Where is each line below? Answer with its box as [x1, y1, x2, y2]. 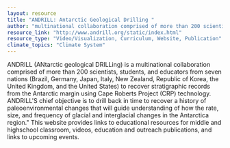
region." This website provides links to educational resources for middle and [7, 119, 222, 126]
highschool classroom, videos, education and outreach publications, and [7, 125, 212, 134]
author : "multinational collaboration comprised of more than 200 [7, 23, 201, 29]
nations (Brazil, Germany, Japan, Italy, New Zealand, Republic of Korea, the [7, 75, 219, 83]
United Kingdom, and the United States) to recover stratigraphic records [7, 83, 211, 90]
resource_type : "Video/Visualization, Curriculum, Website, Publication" [7, 35, 222, 42]
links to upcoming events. [7, 133, 80, 140]
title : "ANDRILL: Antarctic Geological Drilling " [7, 16, 155, 23]
